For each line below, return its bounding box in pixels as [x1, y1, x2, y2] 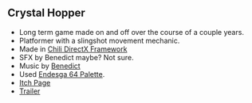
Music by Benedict [18, 61, 81, 71]
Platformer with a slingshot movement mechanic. [18, 36, 180, 45]
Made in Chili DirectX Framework [18, 44, 128, 54]
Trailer [18, 86, 41, 96]
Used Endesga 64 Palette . [18, 69, 105, 78]
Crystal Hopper [7, 6, 85, 20]
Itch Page [18, 78, 51, 87]
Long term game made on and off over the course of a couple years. [18, 27, 245, 36]
